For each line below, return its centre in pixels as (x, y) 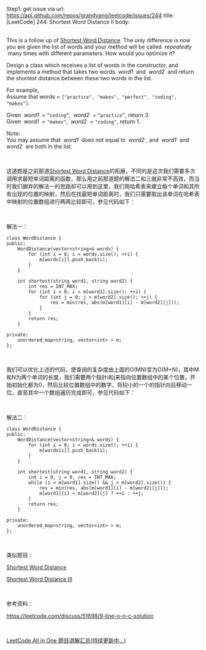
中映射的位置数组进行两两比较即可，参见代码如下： (71, 201)
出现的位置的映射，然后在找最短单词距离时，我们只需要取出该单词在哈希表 (105, 194)
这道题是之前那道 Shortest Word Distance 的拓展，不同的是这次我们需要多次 (101, 171)
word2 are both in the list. (39, 146)
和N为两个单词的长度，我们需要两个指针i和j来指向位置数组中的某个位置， (98, 377)
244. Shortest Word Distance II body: (83, 22)
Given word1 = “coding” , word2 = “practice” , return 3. (78, 115)
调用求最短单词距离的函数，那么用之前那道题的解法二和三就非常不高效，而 (100, 178)
